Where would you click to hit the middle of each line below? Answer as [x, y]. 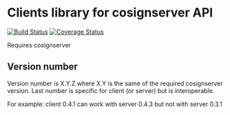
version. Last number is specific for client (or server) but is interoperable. [111, 90]
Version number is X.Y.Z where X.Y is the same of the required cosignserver [115, 83]
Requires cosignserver [39, 45]
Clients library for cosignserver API [110, 13]
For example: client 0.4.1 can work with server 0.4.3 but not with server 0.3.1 [115, 104]
